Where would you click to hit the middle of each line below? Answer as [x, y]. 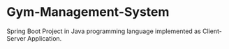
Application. [44, 38]
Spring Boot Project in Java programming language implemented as [104, 31]
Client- [213, 31]
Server [16, 38]
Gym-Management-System [88, 12]
